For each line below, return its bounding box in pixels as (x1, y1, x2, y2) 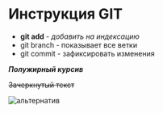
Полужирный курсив (8, 64, 83, 73)
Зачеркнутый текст (8, 80, 75, 90)
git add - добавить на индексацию (19, 31, 140, 41)
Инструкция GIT (8, 5, 123, 23)
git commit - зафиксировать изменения (19, 48, 155, 58)
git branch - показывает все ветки (19, 40, 138, 49)
